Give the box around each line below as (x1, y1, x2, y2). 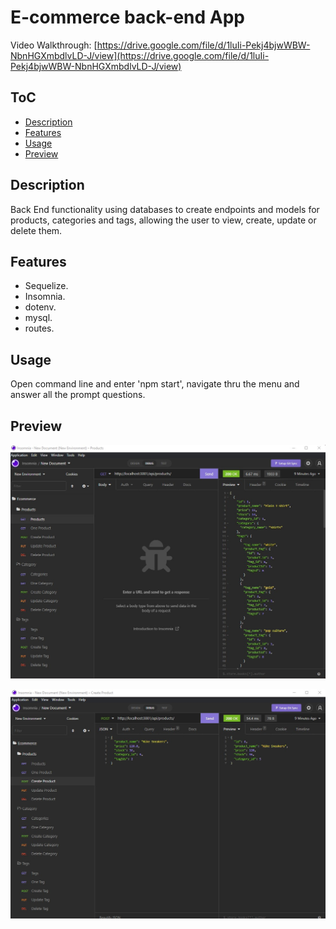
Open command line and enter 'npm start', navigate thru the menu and (10, 378, 300, 390)
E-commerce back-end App (10, 6, 246, 29)
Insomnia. (24, 291, 66, 303)
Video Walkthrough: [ (10, 39, 98, 51)
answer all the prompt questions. (10, 389, 146, 401)
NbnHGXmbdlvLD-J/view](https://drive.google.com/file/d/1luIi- (10, 49, 270, 61)
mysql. (24, 312, 53, 324)
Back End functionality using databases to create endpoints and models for (10, 203, 320, 215)
